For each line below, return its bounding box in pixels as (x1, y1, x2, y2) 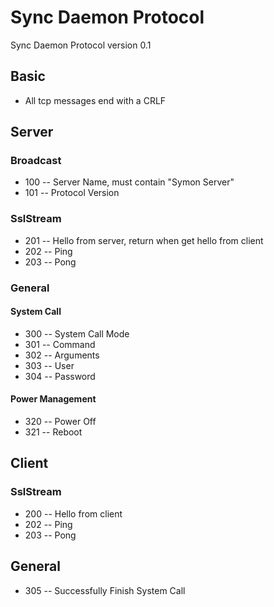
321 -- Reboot (24, 426, 83, 438)
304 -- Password (24, 370, 96, 382)
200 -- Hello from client (24, 507, 123, 520)
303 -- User (24, 359, 75, 371)
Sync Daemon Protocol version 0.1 (10, 39, 152, 51)
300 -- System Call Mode (24, 327, 130, 340)
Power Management (10, 393, 97, 405)
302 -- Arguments (24, 349, 100, 361)
